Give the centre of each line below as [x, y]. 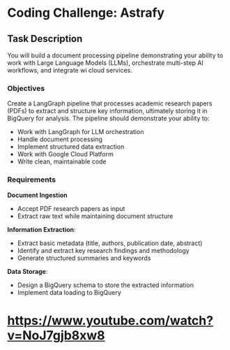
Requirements [32, 180]
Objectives [26, 88]
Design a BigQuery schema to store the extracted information [105, 285]
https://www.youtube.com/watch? [110, 320]
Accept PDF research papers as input [71, 208]
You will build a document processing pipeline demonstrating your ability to [115, 55]
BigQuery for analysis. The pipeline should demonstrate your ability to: [108, 118]
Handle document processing [60, 139]
